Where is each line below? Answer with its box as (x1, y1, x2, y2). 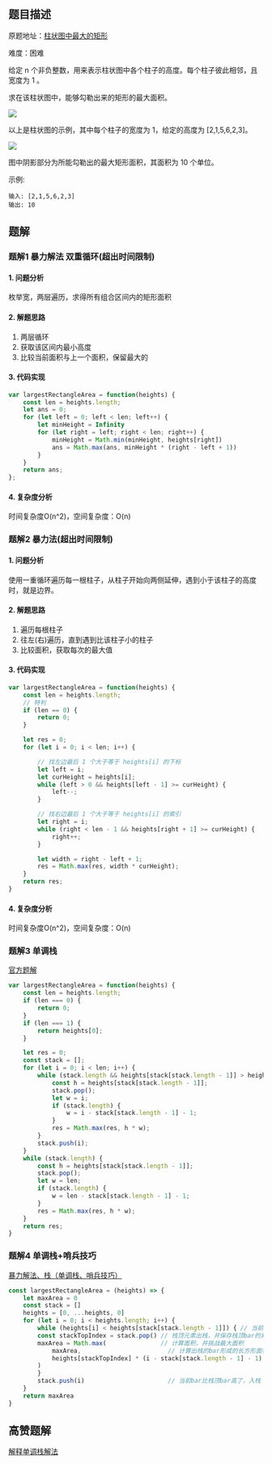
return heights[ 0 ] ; (37, 1027, 104, 1035)
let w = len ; (37, 1177, 82, 1185)
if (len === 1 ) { (23, 1019, 82, 1027)
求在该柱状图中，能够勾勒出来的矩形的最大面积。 (8, 92, 172, 102)
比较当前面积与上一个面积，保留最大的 (19, 352, 148, 362)
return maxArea (23, 1392, 74, 1400)
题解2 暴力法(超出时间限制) (8, 534, 113, 545)
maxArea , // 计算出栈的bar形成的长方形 (51, 1347, 257, 1355)
